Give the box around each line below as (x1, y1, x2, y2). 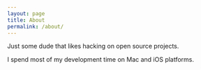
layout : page (7, 10, 45, 17)
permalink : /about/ (7, 23, 64, 30)
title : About (7, 17, 45, 24)
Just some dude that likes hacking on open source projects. (7, 42, 179, 51)
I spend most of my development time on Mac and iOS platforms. (7, 55, 194, 64)
